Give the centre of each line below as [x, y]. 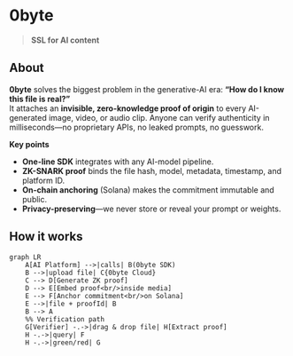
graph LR [25, 257]
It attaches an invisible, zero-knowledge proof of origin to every [127, 108]
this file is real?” [40, 99]
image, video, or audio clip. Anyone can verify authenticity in [159, 117]
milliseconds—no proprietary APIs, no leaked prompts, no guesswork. [136, 127]
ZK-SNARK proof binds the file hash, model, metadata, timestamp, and [151, 170]
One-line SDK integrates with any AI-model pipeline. [118, 162]
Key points [30, 144]
